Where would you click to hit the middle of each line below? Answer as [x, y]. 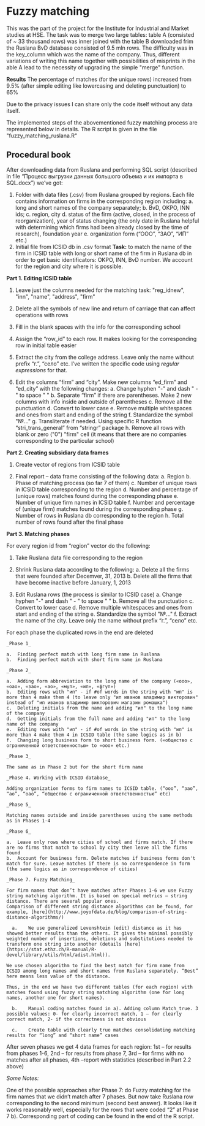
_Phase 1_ [19, 643]
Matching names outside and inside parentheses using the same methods [99, 815]
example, [17, 912]
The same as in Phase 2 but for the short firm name [75, 767]
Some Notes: [23, 1078]
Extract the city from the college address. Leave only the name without [105, 357]
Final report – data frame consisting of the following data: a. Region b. [103, 476]
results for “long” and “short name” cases [63, 1035]
